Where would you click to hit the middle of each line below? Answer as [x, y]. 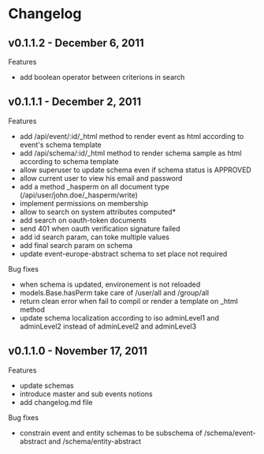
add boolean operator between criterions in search [102, 77]
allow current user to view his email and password [101, 178]
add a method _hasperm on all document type [94, 186]
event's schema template [61, 144]
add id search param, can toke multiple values [94, 237]
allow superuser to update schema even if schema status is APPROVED [136, 170]
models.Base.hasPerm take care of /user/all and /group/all [114, 292]
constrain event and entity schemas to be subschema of [111, 433]
